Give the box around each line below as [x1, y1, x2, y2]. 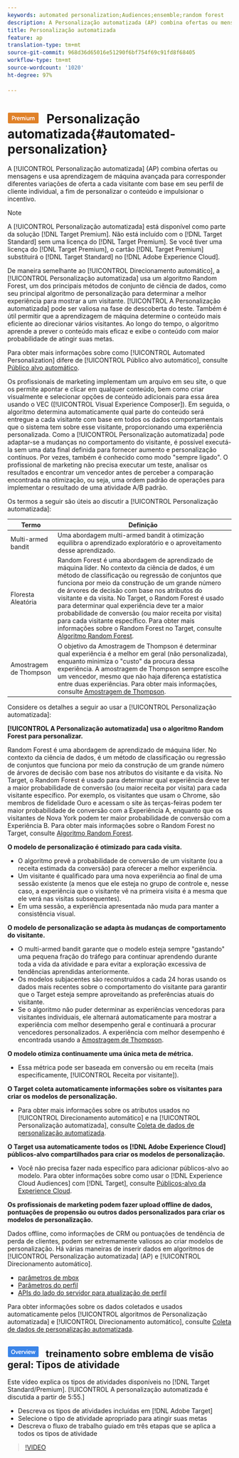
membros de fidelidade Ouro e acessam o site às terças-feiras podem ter [7, 799, 223, 807]
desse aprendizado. [57, 546, 116, 555]
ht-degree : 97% [7, 71, 53, 78]
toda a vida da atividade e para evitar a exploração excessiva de [17, 960, 206, 968]
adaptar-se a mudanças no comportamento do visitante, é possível [7, 438, 204, 447]
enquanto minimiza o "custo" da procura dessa [57, 656, 195, 666]
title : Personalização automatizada [7, 26, 116, 33]
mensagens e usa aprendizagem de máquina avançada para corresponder [7, 172, 226, 181]
